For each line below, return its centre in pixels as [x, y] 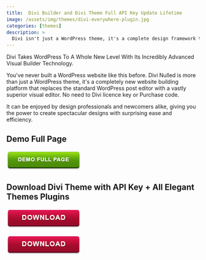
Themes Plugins [38, 197]
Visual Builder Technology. [40, 64]
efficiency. [20, 120]
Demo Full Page [37, 139]
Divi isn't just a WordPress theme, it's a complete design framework [104, 39]
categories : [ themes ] [34, 26]
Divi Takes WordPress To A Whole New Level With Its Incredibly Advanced [100, 57]
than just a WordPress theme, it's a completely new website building [93, 82]
